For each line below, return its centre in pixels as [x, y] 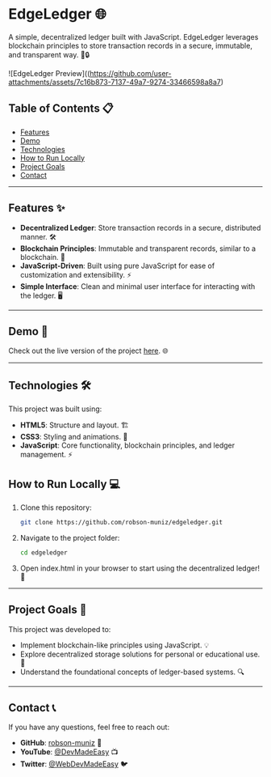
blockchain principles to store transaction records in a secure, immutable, [130, 45]
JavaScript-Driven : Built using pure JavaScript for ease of [117, 265]
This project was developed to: [60, 629]
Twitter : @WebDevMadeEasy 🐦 [74, 764]
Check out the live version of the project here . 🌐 [88, 351]
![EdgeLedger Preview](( [49, 73]
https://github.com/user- [131, 73]
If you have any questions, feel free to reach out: [89, 727]
